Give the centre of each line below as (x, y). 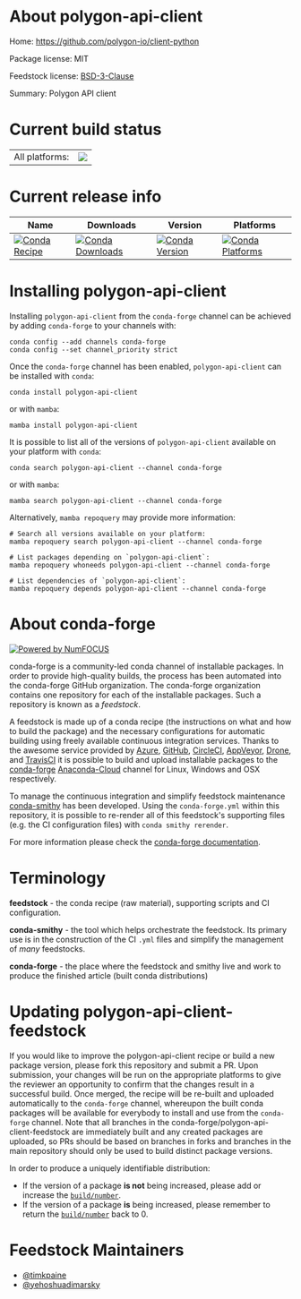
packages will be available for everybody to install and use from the (134, 1113)
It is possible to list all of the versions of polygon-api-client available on (142, 441)
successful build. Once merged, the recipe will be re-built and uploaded (142, 1093)
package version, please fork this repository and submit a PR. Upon (134, 1065)
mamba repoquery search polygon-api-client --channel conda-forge (136, 542)
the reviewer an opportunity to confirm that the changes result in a (132, 1084)
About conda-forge (82, 624)
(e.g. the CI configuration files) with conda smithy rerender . (119, 825)
